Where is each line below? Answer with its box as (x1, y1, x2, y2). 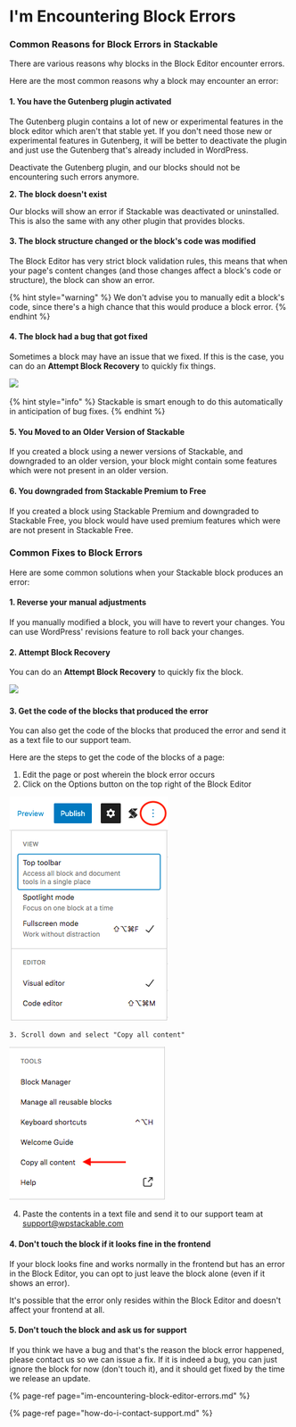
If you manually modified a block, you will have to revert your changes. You (9, 617, 285, 627)
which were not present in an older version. (9, 465, 169, 476)
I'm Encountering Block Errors (9, 6, 236, 27)
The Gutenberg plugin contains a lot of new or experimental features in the (9, 116, 284, 127)
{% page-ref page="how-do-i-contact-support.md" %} (9, 1407, 213, 1418)
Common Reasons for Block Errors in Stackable (9, 38, 218, 51)
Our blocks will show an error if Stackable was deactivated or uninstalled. (9, 205, 279, 216)
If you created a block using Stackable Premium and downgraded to (9, 505, 259, 516)
